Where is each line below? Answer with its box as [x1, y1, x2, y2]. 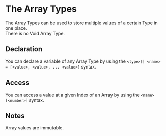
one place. [5, 25, 27, 31]
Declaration [5, 45, 43, 53]
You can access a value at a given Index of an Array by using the [5, 92, 140, 98]
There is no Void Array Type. [5, 30, 65, 36]
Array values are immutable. [5, 125, 64, 131]
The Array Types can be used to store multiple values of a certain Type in [5, 20, 158, 26]
